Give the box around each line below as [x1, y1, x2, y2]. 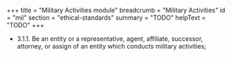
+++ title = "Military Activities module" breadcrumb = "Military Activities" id [6, 6, 226, 14]
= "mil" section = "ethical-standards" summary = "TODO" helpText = [6, 13, 206, 22]
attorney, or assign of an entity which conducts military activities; [16, 42, 207, 50]
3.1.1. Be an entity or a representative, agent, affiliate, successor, [16, 34, 204, 43]
